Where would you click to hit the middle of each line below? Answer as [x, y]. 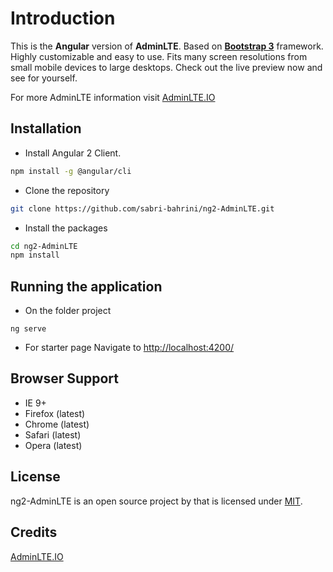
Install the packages [66, 228]
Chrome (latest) [57, 424]
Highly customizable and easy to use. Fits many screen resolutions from [159, 56]
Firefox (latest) [55, 413]
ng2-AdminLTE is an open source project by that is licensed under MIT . [156, 501]
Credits [34, 532]
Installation [46, 128]
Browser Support [65, 378]
